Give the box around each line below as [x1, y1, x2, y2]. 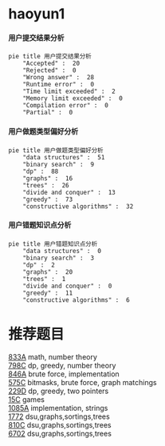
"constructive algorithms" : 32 [22, 202, 134, 211]
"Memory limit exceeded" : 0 [22, 94, 124, 102]
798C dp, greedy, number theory [8, 360, 116, 370]
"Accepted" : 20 [22, 59, 81, 68]
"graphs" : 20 [22, 267, 73, 276]
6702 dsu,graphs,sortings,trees [8, 428, 112, 438]
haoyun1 [8, 5, 65, 23]
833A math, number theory [8, 352, 98, 361]
